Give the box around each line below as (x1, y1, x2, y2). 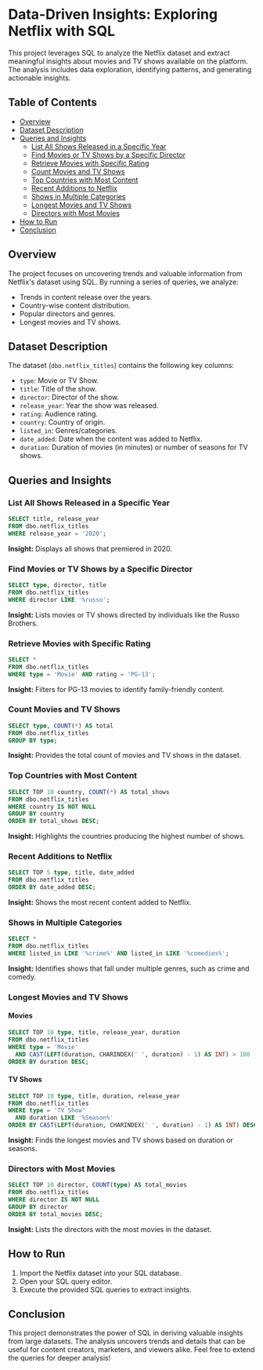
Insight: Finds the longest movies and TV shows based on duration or (8, 1135, 233, 1145)
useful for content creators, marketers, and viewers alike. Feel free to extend (8, 1345, 255, 1354)
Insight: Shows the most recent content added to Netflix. (8, 898, 192, 907)
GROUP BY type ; (8, 736, 58, 745)
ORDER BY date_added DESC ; (8, 884, 96, 891)
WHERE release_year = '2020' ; (8, 530, 107, 537)
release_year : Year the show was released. (19, 401, 159, 410)
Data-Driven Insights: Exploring (8, 5, 218, 24)
